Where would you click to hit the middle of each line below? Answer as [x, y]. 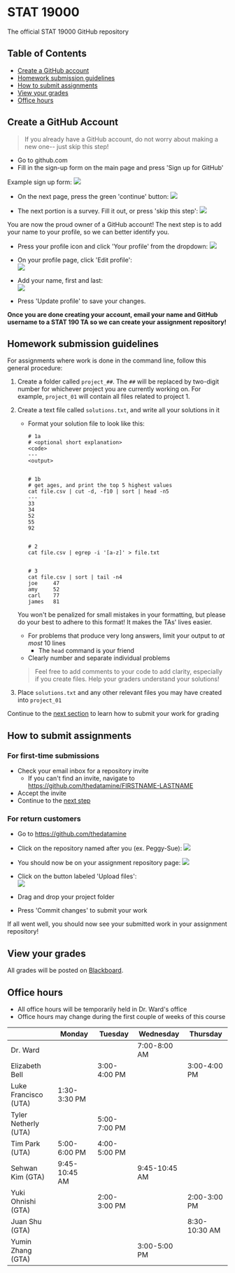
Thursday [206, 1034]
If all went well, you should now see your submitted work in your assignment [117, 924]
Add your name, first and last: [60, 280]
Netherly [25, 1123]
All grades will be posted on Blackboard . [65, 971]
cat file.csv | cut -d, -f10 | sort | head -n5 [98, 492]
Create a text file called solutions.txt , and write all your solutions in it [119, 410]
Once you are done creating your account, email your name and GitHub [113, 314]
